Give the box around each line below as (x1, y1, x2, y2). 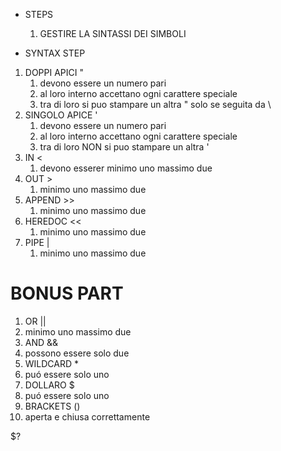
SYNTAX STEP (24, 47, 86, 59)
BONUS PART (10, 282, 124, 305)
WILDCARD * (24, 357, 80, 369)
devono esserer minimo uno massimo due (39, 162, 213, 174)
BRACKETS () (24, 400, 81, 412)
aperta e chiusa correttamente (24, 410, 151, 423)
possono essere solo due (24, 347, 130, 359)
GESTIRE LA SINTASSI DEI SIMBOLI (39, 28, 187, 39)
